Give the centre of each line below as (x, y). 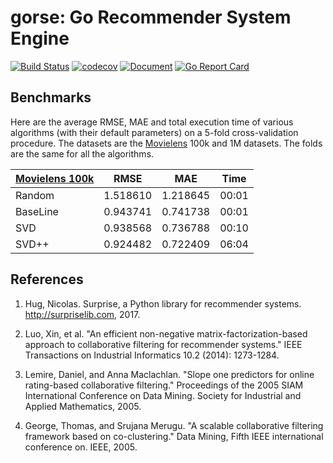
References (47, 279)
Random (35, 195)
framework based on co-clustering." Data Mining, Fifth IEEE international (174, 436)
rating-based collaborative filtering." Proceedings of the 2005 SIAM (164, 385)
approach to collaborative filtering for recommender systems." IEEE (163, 344)
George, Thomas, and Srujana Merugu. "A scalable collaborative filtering (174, 425)
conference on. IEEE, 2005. (81, 447)
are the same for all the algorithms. (82, 153)
